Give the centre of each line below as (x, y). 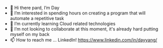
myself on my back (30, 34)
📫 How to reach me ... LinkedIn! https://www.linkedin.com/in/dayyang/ (84, 40)
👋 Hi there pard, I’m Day (34, 8)
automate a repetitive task (37, 18)
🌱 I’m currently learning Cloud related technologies (63, 23)
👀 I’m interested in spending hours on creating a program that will (78, 13)
